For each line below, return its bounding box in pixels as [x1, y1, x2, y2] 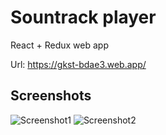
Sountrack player [10, 6, 157, 29]
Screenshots [10, 87, 92, 105]
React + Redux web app [10, 39, 109, 51]
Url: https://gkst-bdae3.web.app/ [10, 58, 147, 70]
